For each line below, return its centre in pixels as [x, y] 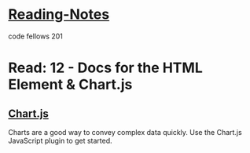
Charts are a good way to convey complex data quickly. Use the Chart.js [125, 132]
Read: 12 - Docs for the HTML [105, 68]
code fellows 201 [35, 36]
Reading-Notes [59, 15]
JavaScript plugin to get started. [60, 140]
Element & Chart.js [70, 85]
